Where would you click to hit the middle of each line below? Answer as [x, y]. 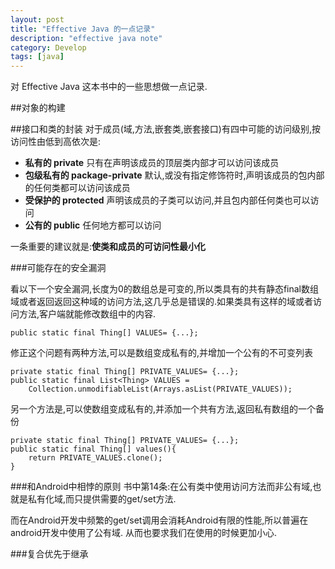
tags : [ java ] [37, 57]
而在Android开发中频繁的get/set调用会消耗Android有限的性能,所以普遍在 [159, 520]
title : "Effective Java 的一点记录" [83, 29]
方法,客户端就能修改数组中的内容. [87, 314]
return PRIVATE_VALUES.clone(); [95, 458]
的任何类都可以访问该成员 [77, 188]
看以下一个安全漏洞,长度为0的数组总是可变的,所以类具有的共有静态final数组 [164, 289]
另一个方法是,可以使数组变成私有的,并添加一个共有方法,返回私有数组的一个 [163, 409]
